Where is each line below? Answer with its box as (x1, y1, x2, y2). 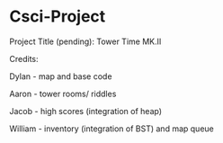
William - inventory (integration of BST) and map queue (9, 123, 214, 134)
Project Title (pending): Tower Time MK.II (9, 36, 162, 47)
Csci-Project (9, 6, 106, 27)
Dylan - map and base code (9, 70, 112, 82)
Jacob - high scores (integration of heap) (9, 105, 163, 116)
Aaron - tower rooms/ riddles (9, 88, 117, 99)
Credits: (9, 53, 39, 64)
